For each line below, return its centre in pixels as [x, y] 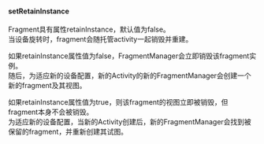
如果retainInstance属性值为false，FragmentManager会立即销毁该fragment [129, 56]
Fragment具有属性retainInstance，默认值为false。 [89, 30]
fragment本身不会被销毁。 [51, 112]
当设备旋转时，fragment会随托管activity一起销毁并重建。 [100, 39]
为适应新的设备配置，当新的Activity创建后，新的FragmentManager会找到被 [130, 122]
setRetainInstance [39, 11]
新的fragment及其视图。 [47, 86]
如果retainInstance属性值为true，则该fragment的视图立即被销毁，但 [118, 102]
